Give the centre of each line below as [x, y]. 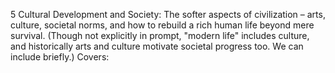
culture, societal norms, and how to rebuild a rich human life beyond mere [162, 25]
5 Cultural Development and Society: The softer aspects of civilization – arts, [168, 14]
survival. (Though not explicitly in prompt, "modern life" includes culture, [160, 35]
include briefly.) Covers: [60, 57]
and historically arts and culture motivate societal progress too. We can [157, 46]
